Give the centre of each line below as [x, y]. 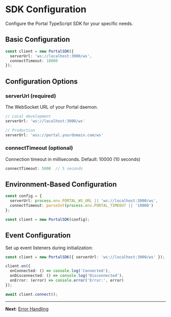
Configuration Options [41, 81]
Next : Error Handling [27, 309]
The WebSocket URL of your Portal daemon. [52, 107]
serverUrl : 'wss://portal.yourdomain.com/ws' [54, 135]
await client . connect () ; [32, 294]
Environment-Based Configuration [61, 184]
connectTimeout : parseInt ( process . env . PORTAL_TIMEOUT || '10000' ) [82, 206]
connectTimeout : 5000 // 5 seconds [44, 168]
